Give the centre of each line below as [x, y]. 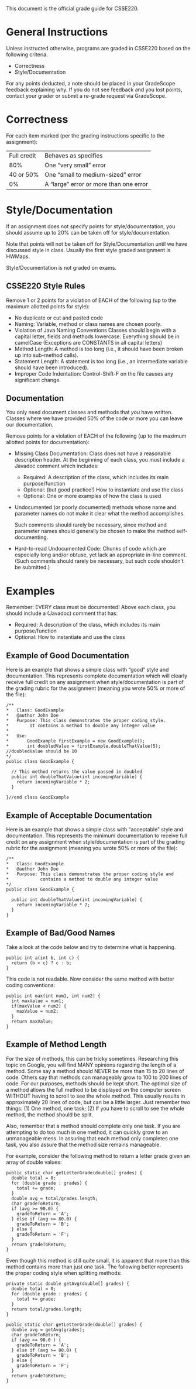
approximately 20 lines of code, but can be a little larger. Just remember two [98, 1102]
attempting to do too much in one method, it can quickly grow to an [87, 1132]
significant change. [38, 380]
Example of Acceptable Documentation [79, 815]
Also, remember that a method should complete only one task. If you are [93, 1126]
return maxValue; [32, 1021]
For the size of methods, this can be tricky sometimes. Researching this [92, 1058]
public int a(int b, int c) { [43, 958]
